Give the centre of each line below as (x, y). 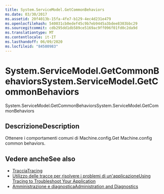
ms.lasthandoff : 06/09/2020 (34, 42)
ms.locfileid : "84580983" (32, 46)
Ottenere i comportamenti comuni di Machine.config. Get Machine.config (79, 138)
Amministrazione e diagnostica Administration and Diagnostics (75, 187)
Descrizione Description (42, 126)
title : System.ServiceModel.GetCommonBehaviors (55, 10)
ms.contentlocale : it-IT (31, 38)
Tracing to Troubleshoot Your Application (54, 181)
